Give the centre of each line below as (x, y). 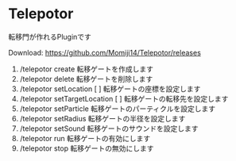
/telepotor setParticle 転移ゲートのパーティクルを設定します (118, 109)
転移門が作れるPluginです (50, 36)
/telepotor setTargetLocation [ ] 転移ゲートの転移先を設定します (124, 98)
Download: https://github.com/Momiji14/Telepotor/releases (104, 52)
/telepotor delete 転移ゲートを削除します (86, 79)
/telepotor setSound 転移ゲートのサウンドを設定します (109, 128)
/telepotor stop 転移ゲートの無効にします (87, 148)
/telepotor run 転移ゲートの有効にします (85, 138)
